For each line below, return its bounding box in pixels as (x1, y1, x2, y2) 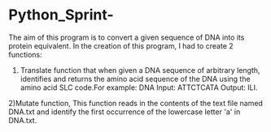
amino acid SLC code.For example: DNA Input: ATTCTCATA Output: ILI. (20, 83, 258, 92)
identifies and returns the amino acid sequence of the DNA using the (20, 74, 251, 83)
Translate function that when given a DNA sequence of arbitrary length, (20, 65, 260, 75)
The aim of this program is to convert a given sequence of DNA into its (8, 32, 245, 42)
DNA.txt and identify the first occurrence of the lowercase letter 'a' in (8, 107, 241, 117)
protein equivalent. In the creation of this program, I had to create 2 (8, 40, 234, 50)
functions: (8, 49, 42, 59)
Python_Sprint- (8, 6, 114, 24)
